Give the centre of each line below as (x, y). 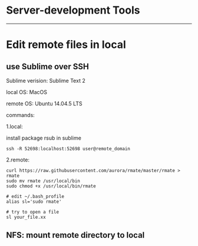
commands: (21, 115)
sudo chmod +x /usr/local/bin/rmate (51, 186)
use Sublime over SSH (48, 67)
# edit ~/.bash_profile (35, 196)
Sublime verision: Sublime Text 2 (46, 80)
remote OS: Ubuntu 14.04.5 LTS (44, 103)
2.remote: (18, 160)
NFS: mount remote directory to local (75, 235)
